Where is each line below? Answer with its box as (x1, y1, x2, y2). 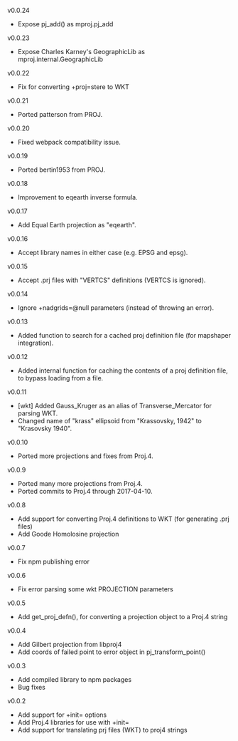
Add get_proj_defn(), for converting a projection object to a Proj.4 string (17, 613, 228, 621)
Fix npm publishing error (17, 557, 90, 566)
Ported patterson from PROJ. (17, 110, 103, 118)
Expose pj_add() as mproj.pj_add (17, 20, 114, 28)
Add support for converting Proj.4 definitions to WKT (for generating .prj (17, 514, 229, 523)
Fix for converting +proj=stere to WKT (17, 83, 129, 91)
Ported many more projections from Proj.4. (17, 480, 144, 487)
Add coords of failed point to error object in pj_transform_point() (17, 648, 206, 656)
